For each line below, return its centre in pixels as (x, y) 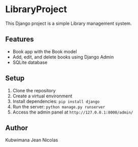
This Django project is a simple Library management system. (68, 23)
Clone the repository (34, 90)
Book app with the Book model (45, 51)
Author (16, 128)
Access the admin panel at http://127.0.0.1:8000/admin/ (73, 112)
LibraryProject (36, 9)
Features (20, 39)
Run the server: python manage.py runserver (59, 106)
